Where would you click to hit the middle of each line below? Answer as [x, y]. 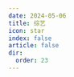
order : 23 [32, 61]
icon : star [27, 30]
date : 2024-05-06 [37, 16]
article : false [34, 46]
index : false [30, 38]
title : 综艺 [27, 23]
